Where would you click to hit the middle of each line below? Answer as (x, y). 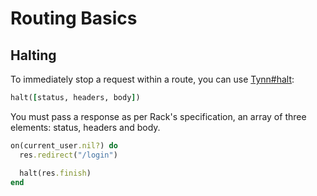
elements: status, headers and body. (85, 127)
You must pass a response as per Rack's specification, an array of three (158, 116)
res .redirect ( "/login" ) (68, 155)
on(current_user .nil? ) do (64, 145)
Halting (33, 55)
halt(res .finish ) (55, 173)
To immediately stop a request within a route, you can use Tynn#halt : (152, 79)
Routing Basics (74, 18)
